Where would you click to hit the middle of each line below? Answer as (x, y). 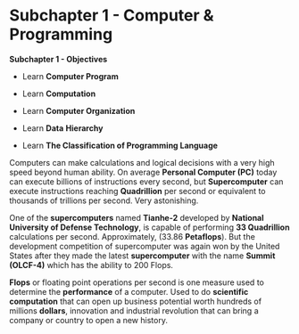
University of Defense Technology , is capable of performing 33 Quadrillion (149, 227)
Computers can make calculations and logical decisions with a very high (142, 162)
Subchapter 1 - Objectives (58, 59)
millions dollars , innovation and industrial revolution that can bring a (134, 310)
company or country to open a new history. (88, 320)
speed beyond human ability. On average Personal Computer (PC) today (143, 172)
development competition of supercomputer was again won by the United (145, 246)
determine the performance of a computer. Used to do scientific (129, 291)
